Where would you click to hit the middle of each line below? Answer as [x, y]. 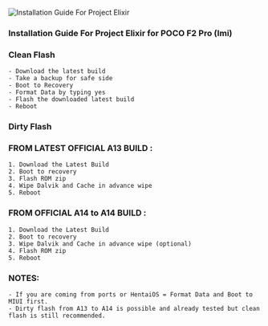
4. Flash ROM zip [37, 251]
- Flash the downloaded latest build [71, 100]
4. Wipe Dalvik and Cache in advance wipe [80, 186]
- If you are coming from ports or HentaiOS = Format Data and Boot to [130, 295]
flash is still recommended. [57, 316]
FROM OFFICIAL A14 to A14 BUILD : [77, 213]
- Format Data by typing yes [57, 92]
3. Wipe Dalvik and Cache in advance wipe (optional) [100, 244]
